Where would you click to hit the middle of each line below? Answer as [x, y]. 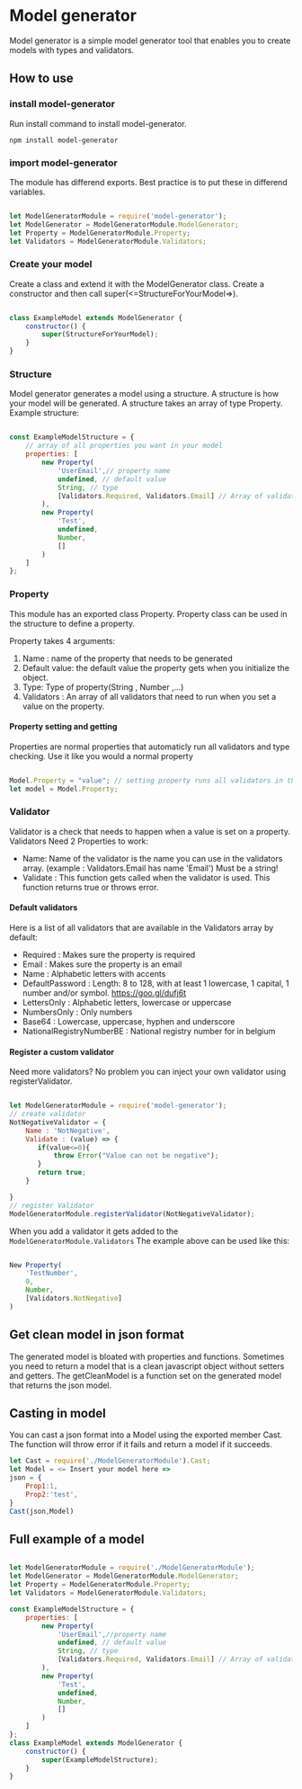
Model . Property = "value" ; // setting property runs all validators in [146, 780]
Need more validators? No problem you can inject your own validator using [148, 1072]
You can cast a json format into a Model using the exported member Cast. [146, 1435]
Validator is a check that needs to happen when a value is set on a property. [150, 831]
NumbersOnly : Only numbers [77, 1012]
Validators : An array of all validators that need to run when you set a [149, 696]
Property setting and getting [63, 727]
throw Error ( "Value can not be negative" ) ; [136, 1156]
